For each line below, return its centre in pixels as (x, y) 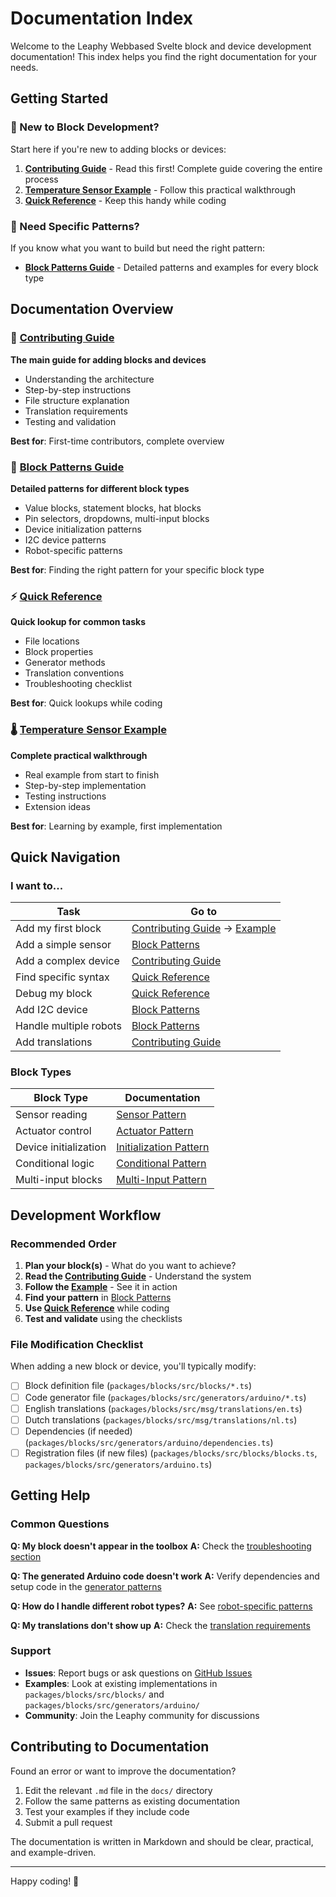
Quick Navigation (65, 857)
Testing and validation (70, 421)
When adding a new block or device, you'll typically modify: (133, 1366)
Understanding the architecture (89, 379)
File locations (52, 641)
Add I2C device (51, 1010)
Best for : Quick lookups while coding (86, 703)
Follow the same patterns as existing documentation (132, 1801)
